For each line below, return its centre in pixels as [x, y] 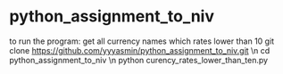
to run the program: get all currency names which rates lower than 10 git [142, 41]
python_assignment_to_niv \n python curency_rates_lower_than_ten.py [139, 60]
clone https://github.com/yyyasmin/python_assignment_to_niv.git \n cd [140, 50]
